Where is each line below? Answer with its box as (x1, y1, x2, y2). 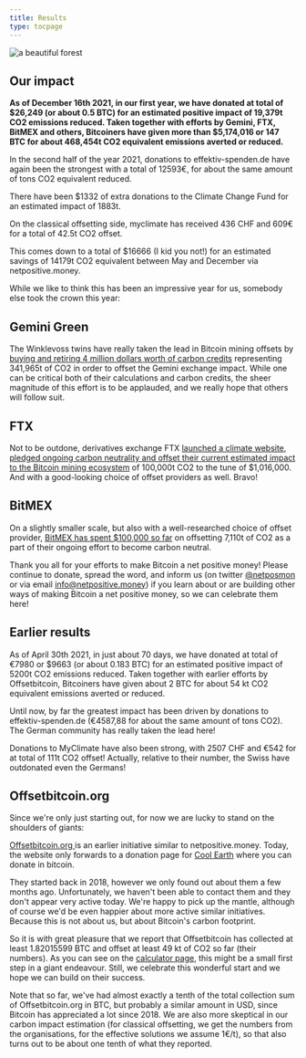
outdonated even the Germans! (9, 761, 127, 772)
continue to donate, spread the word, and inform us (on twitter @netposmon (9, 569, 296, 580)
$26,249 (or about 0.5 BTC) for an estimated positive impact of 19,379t (9, 107, 283, 119)
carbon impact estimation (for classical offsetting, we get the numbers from (9, 1019, 293, 1030)
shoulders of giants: (9, 822, 85, 833)
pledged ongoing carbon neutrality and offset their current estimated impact (9, 452, 296, 463)
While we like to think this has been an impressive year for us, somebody (9, 283, 283, 294)
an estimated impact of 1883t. (9, 201, 121, 212)
